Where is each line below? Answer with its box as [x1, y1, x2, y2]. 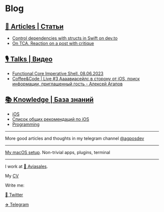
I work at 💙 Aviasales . [5, 163, 48, 169]
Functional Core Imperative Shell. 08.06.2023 [12, 70, 103, 76]
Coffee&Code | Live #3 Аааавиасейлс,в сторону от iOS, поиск [12, 76, 140, 81]
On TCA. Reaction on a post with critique [12, 40, 94, 46]
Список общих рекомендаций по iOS [12, 116, 89, 122]
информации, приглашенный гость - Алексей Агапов [12, 81, 123, 87]
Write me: [5, 182, 25, 188]
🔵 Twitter [5, 192, 23, 197]
